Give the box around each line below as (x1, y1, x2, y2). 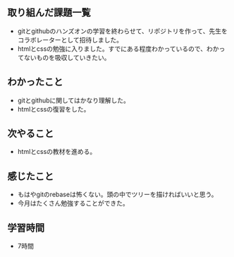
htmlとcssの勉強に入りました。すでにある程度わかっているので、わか (17, 44, 219, 53)
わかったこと (7, 76, 63, 88)
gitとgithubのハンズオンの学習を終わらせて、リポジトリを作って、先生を (17, 27, 228, 35)
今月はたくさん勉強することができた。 (17, 199, 129, 208)
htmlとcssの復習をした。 (17, 104, 90, 113)
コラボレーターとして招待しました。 (17, 35, 123, 44)
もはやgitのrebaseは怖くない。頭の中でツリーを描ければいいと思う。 (17, 190, 218, 199)
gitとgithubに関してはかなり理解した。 (17, 96, 130, 104)
